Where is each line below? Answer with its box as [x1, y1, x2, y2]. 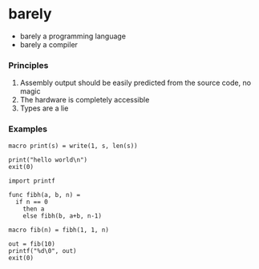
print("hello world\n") [8, 155, 88, 164]
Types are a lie [19, 103, 69, 113]
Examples [8, 123, 48, 134]
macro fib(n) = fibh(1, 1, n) [8, 226, 110, 234]
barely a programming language [19, 31, 127, 41]
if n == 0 [15, 198, 48, 206]
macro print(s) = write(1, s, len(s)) [8, 142, 138, 150]
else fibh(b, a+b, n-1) [22, 211, 103, 220]
